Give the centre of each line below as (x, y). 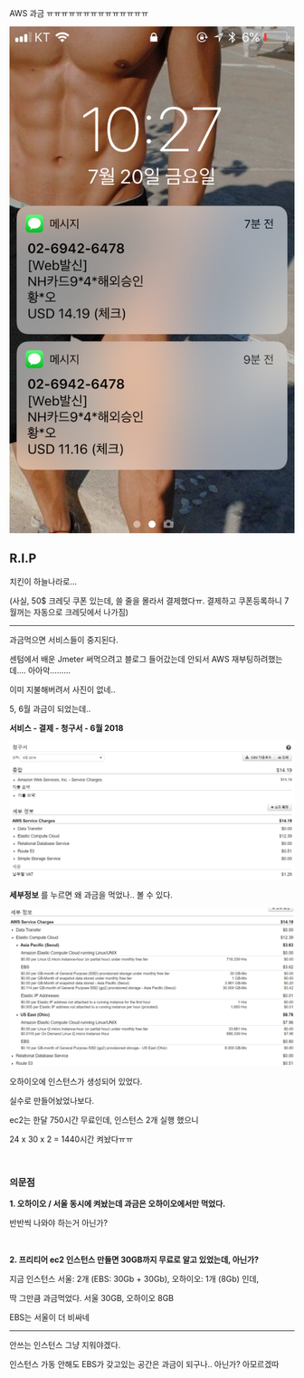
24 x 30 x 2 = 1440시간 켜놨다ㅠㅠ (71, 1139)
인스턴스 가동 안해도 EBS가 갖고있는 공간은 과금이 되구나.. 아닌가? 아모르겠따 (144, 1364)
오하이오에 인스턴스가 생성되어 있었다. (76, 1081)
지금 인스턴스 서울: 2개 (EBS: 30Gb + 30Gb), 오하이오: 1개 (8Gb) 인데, (134, 1279)
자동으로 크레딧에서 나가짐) (81, 612)
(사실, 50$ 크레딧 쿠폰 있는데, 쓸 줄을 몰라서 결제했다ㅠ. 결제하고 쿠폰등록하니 (146, 601)
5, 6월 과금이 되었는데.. (50, 708)
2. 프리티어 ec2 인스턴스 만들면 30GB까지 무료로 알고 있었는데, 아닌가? (134, 1259)
